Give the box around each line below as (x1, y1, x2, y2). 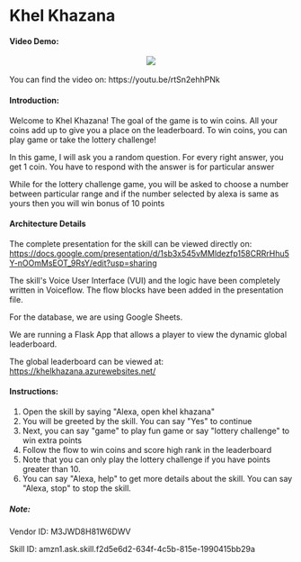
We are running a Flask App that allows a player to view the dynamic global (9, 329, 288, 340)
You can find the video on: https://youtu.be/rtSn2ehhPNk (9, 74, 220, 86)
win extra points (22, 435, 83, 446)
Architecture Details (9, 218, 87, 230)
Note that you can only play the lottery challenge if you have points (22, 454, 271, 465)
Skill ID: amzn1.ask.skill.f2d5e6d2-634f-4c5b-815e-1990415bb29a (9, 543, 256, 554)
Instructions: (9, 386, 59, 397)
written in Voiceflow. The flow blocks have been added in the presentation (9, 285, 284, 295)
